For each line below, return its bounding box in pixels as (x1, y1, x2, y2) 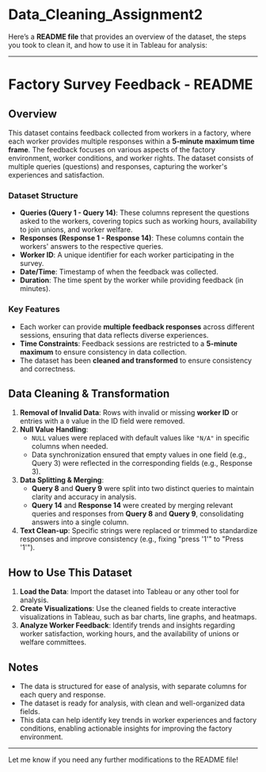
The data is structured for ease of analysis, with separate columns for (19, 681, 247, 691)
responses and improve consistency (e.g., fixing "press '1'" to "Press (19, 534, 244, 544)
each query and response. (19, 689, 106, 699)
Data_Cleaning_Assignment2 (8, 6, 203, 24)
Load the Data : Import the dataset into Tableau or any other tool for (19, 587, 240, 597)
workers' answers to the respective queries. (19, 242, 164, 252)
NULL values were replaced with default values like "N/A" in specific (31, 433, 250, 443)
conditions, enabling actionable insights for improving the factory (19, 724, 233, 733)
